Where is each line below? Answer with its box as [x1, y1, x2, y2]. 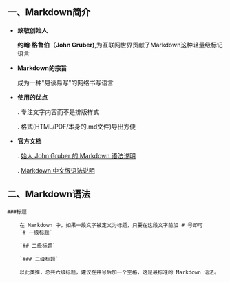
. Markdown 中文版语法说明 [17, 166, 95, 174]
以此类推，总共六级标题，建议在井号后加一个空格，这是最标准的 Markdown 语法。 [19, 269, 220, 276]
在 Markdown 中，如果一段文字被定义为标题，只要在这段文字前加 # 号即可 [19, 221, 203, 228]
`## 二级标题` [19, 242, 56, 249]
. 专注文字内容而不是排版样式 [17, 107, 100, 116]
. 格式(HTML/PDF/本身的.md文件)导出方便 [17, 122, 136, 131]
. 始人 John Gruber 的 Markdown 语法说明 [17, 151, 136, 160]
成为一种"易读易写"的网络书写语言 [17, 78, 114, 87]
